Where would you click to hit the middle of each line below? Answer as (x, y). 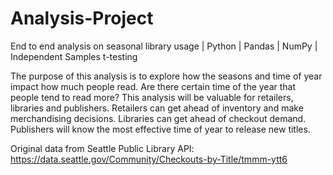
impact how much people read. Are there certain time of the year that (153, 86)
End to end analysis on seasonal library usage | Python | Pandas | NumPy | (164, 46)
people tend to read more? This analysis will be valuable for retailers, (152, 97)
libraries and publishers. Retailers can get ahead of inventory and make (157, 108)
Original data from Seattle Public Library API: (102, 148)
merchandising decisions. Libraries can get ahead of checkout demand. (158, 118)
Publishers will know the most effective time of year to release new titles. (160, 129)
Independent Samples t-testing (74, 56)
